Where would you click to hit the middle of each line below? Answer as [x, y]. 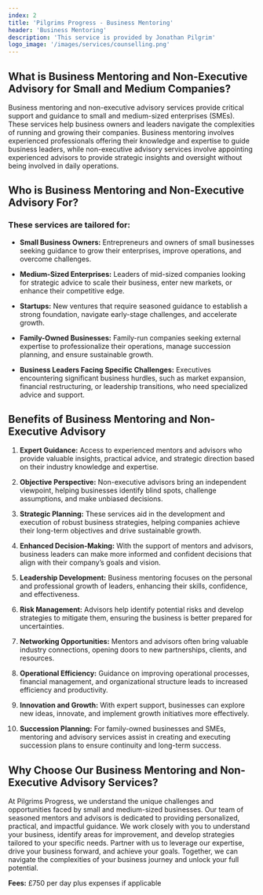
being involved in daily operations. [64, 166]
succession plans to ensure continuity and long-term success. [120, 745]
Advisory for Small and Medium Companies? [120, 88]
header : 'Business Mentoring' [58, 30]
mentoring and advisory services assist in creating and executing [125, 737]
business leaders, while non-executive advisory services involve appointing [131, 149]
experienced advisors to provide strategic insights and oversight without [125, 157]
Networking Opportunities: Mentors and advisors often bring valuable [134, 642]
